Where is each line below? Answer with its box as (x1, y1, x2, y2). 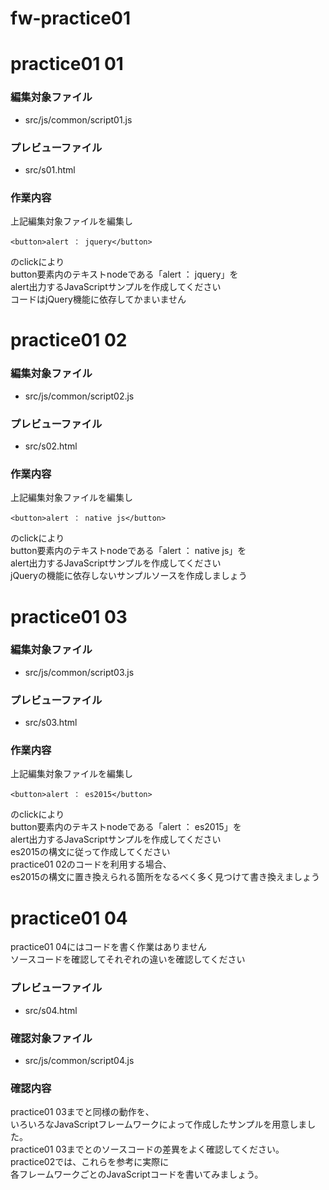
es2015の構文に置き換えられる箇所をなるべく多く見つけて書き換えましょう (10, 871, 320, 883)
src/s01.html (24, 163, 76, 176)
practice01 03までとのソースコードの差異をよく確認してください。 (10, 1143, 285, 1156)
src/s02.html (24, 440, 78, 452)
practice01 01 (10, 53, 124, 76)
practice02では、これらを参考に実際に (10, 1156, 170, 1168)
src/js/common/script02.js (24, 390, 135, 402)
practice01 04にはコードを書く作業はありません (10, 941, 207, 953)
